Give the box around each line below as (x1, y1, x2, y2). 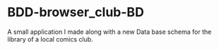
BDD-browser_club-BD (7, 4, 145, 20)
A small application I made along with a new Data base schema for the (7, 27, 212, 36)
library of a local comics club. (7, 35, 93, 43)
